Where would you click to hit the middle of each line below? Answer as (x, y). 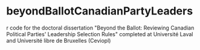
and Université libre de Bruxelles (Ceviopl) (59, 40)
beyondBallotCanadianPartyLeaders (100, 11)
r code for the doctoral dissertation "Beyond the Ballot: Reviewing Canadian (100, 28)
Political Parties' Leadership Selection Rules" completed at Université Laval (100, 34)
